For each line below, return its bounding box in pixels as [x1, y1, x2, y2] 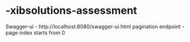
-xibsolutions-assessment [5, 4, 137, 17]
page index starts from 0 [5, 29, 65, 36]
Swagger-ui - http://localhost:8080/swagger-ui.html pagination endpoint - [5, 23, 185, 30]
